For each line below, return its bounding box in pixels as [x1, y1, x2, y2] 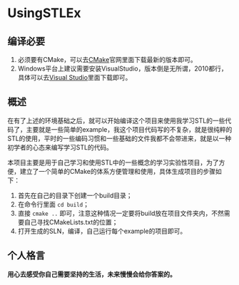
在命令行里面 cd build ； [17, 199, 90, 208]
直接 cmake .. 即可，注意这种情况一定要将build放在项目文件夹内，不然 [17, 209, 225, 217]
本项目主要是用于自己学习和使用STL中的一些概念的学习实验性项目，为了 [7, 158, 219, 167]
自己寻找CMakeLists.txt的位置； [24, 217, 118, 226]
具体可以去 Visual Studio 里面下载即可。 [17, 73, 132, 81]
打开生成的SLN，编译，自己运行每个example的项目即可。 [17, 227, 187, 235]
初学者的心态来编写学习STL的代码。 [7, 142, 113, 151]
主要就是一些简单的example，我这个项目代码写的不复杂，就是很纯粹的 [26, 125, 233, 133]
